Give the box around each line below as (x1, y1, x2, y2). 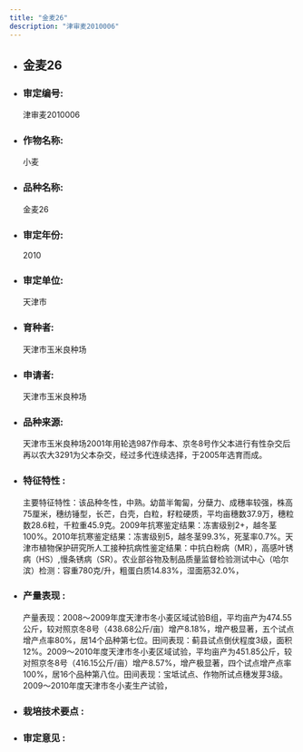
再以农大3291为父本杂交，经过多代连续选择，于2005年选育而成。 (22, 450, 268, 461)
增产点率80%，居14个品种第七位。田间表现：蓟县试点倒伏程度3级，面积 (22, 634, 293, 645)
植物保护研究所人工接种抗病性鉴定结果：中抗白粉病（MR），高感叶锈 (38, 542, 294, 553)
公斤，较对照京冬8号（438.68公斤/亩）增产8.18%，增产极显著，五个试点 (22, 623, 295, 634)
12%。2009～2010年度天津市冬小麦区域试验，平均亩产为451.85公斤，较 (22, 646, 293, 657)
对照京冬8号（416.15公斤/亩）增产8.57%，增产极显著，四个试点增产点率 (22, 657, 292, 668)
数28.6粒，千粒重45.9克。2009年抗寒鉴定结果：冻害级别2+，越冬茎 (22, 519, 278, 531)
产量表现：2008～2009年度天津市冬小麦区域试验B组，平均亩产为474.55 (22, 611, 292, 622)
